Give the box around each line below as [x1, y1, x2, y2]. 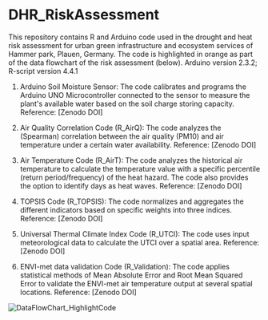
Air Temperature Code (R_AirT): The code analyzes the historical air [19, 155, 243, 165]
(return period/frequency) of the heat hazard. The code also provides [19, 172, 249, 182]
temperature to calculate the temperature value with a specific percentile [19, 164, 261, 173]
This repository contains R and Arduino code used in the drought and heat [8, 32, 253, 42]
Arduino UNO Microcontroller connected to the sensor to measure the [19, 90, 250, 99]
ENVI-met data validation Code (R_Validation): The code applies [19, 261, 230, 271]
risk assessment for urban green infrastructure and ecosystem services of [8, 40, 254, 50]
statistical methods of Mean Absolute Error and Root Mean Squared [19, 270, 243, 280]
